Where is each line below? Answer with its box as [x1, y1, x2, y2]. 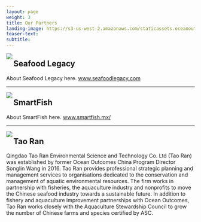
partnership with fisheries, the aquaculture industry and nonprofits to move [6, 184, 191, 191]
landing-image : [6, 25, 44, 32]
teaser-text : [6, 31, 39, 37]
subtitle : [6, 37, 31, 42]
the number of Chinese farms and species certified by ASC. [6, 209, 154, 217]
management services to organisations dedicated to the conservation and [6, 171, 188, 178]
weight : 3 [6, 14, 31, 20]
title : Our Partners [6, 20, 58, 26]
